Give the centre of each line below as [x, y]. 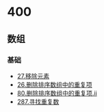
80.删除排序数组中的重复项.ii [57, 93]
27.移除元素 [33, 76]
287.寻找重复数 [38, 101]
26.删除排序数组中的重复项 [54, 84]
